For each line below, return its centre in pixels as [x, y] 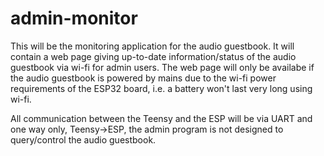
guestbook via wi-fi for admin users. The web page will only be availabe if [162, 67]
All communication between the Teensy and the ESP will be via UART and [161, 118]
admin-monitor [74, 18]
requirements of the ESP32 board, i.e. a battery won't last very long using [161, 88]
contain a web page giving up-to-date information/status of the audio [153, 56]
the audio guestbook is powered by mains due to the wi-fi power [143, 78]
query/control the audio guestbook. [83, 139]
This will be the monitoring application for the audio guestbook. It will [152, 46]
